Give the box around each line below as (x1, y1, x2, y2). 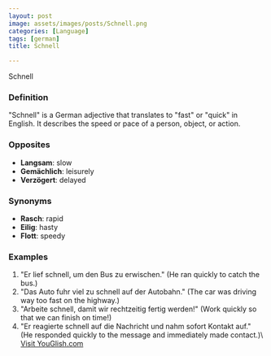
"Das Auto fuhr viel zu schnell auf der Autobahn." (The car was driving (20, 287, 257, 297)
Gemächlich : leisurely (20, 166, 95, 176)
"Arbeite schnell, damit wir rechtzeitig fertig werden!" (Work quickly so (20, 304, 257, 314)
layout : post (8, 11, 53, 20)
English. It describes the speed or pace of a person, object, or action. (8, 119, 241, 128)
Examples (8, 251, 49, 263)
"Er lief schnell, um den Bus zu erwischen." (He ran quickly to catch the (20, 270, 260, 280)
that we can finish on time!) (20, 313, 112, 323)
